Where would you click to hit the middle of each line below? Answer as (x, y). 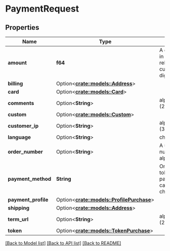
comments (21, 103)
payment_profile (28, 200)
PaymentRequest (42, 9)
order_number (25, 152)
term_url (18, 219)
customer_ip (23, 126)
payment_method (30, 179)
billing (15, 84)
